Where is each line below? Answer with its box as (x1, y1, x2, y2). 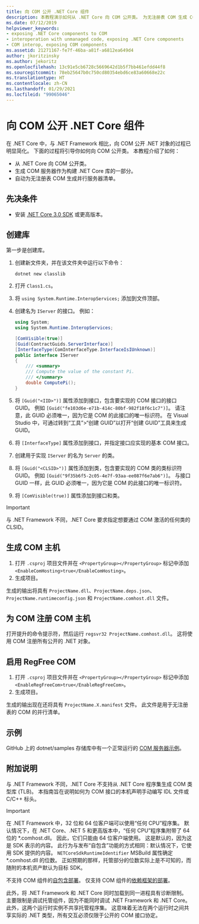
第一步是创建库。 (6, 247, 48, 254)
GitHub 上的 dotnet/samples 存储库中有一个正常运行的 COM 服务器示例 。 (6, 745, 185, 752)
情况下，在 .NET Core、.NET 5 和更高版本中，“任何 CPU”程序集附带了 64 (11, 827, 190, 834)
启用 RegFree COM (6, 657, 76, 667)
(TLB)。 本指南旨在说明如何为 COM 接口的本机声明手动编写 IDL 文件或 (17, 788, 190, 795)
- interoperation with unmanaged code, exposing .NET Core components (6, 36, 184, 42)
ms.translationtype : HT (6, 75, 65, 81)
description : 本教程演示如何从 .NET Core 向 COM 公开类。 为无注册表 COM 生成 (6, 14, 188, 20)
